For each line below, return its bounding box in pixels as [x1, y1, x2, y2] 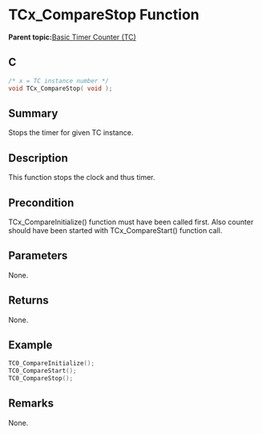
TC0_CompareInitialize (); [8, 359, 95, 367]
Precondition [8, 195, 75, 210]
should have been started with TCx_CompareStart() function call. [8, 225, 223, 235]
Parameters [8, 249, 68, 263]
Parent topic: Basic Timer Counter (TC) [8, 32, 136, 42]
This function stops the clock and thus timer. [8, 173, 155, 182]
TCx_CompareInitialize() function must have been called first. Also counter [8, 217, 254, 227]
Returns [8, 293, 50, 307]
